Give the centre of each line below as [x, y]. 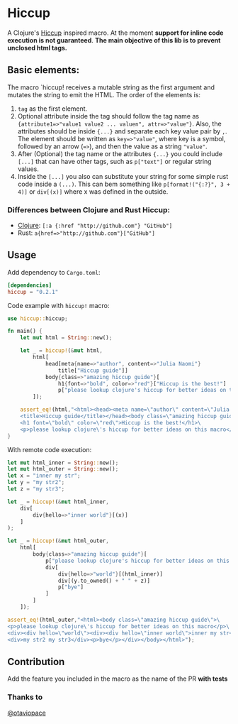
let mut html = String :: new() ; [66, 338]
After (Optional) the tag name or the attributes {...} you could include [120, 153]
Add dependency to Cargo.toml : [54, 272]
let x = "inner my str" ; [44, 476]
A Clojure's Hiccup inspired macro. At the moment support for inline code [115, 33]
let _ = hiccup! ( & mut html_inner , [58, 502]
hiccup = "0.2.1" [33, 292]
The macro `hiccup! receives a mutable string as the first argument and [111, 87]
